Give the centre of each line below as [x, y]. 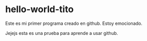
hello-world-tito [40, 9]
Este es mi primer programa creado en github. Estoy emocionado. [74, 23]
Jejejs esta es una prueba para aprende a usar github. [62, 33]
